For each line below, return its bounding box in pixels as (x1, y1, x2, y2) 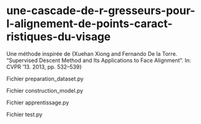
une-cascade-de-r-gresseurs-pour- (6, 4, 195, 18)
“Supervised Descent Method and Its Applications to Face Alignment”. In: (6, 56, 192, 64)
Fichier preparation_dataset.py (6, 75, 84, 82)
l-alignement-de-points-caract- (6, 17, 173, 31)
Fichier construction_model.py (6, 87, 84, 94)
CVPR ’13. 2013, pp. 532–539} (6, 63, 82, 71)
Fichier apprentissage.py (6, 99, 69, 106)
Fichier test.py (6, 110, 43, 118)
